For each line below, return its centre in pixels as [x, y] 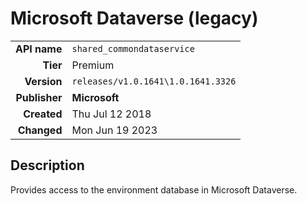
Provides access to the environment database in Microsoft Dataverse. [154, 189]
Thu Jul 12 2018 [111, 114]
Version [43, 81]
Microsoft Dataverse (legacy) [134, 18]
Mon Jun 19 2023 [114, 130]
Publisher [39, 97]
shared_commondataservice [133, 48]
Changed [40, 130]
